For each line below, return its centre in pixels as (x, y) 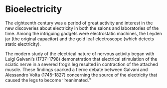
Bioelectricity (34, 9)
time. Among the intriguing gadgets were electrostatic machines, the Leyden (84, 33)
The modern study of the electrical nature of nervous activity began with (80, 54)
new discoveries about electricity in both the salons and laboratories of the (82, 28)
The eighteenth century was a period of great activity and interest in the (79, 23)
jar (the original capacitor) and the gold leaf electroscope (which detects (80, 39)
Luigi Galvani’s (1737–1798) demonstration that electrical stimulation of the (81, 59)
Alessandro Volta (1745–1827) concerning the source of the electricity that (81, 75)
